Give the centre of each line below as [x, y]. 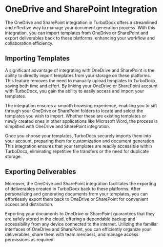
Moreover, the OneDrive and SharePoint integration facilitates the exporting [81, 183]
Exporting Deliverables [41, 172]
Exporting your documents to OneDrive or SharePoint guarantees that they [80, 213]
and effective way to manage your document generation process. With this [80, 27]
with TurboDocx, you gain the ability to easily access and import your [75, 91]
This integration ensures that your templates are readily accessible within [79, 146]
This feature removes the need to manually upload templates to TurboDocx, [81, 80]
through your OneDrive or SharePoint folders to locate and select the [74, 111]
